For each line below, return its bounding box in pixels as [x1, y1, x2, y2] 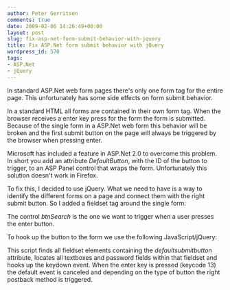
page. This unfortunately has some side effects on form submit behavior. [7, 93, 213, 101]
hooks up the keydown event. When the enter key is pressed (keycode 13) [7, 261, 216, 269]
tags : [7, 55, 23, 62]
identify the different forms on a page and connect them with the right [7, 191, 205, 200]
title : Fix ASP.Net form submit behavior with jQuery [7, 42, 165, 49]
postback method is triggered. [7, 275, 93, 283]
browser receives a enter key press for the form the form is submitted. [7, 114, 206, 122]
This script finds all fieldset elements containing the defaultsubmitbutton [7, 246, 213, 254]
